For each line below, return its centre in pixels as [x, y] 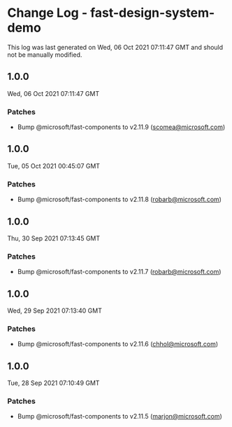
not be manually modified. [45, 55]
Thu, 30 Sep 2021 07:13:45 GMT [54, 238]
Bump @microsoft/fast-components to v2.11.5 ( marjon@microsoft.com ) [119, 416]
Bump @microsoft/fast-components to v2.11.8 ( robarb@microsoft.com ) [119, 199]
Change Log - [48, 13]
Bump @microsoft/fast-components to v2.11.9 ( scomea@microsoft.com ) [121, 127]
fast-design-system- [152, 13]
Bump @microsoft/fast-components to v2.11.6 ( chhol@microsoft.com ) [118, 344]
